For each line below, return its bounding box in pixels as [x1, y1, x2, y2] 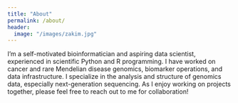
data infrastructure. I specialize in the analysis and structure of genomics [7, 72, 222, 81]
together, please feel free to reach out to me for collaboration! [7, 87, 189, 96]
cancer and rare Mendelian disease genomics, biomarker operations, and [7, 65, 223, 73]
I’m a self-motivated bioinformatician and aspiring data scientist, [7, 50, 196, 58]
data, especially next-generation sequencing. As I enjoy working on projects [7, 80, 232, 89]
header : [7, 23, 31, 31]
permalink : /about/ [7, 17, 66, 24]
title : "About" [7, 10, 53, 18]
